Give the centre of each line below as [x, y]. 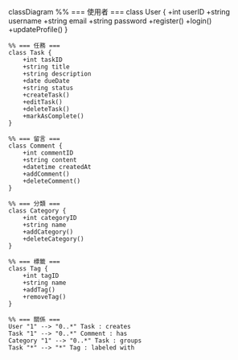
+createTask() [46, 95]
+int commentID [48, 153]
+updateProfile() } [38, 29]
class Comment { [35, 146]
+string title [46, 67]
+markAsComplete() [53, 116]
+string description [57, 74]
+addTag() [39, 290]
